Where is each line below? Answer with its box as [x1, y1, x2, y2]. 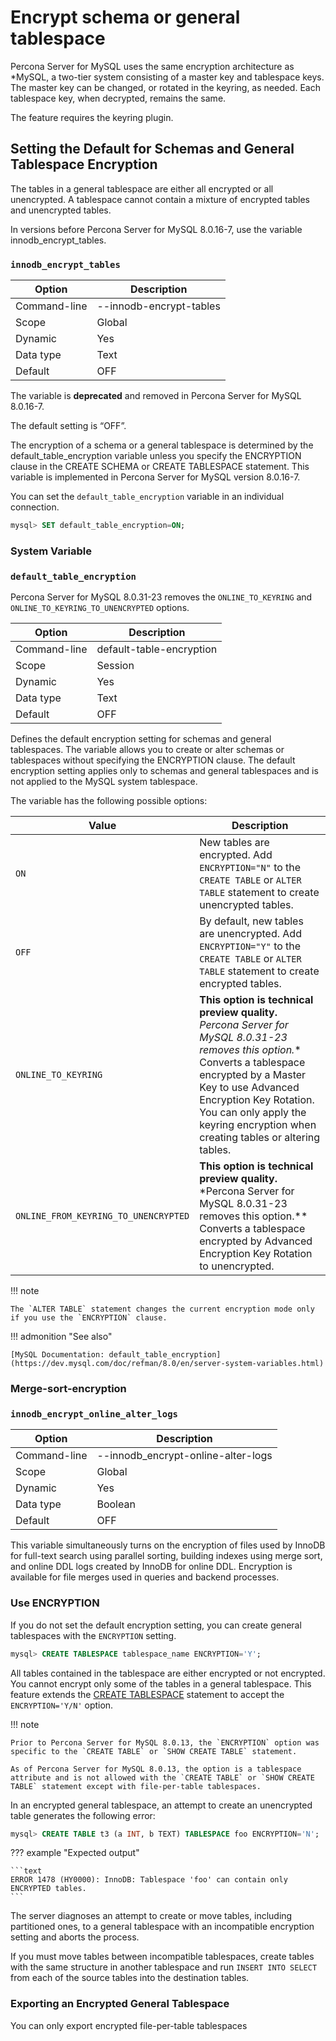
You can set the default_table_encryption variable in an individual [10, 491, 285, 503]
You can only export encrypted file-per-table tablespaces [10, 2019, 248, 2031]
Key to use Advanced [199, 1081, 300, 1095]
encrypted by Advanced [199, 1234, 313, 1248]
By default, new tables [199, 914, 304, 928]
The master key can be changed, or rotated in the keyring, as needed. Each [10, 81, 321, 93]
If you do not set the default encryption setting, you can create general [10, 1619, 302, 1631]
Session [96, 659, 135, 673]
